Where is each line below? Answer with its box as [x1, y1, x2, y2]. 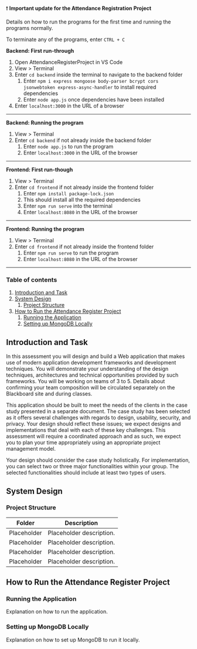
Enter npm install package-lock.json [23, 190, 114, 197]
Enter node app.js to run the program [23, 143, 114, 150]
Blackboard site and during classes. [6, 390, 93, 397]
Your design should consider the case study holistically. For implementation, [6, 457, 191, 464]
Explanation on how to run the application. [6, 608, 108, 615]
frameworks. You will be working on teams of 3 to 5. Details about [6, 378, 165, 385]
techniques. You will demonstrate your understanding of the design [6, 366, 169, 373]
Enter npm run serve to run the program [23, 249, 119, 256]
